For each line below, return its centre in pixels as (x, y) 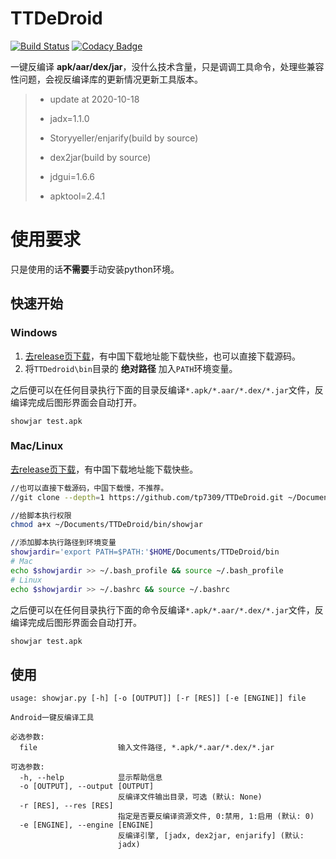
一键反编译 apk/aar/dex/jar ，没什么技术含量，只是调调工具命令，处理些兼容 (167, 66)
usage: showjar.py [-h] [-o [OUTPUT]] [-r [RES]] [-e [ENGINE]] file (158, 698)
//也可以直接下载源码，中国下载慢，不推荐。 (89, 488)
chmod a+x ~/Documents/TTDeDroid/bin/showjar (106, 525)
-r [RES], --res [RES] (66, 806)
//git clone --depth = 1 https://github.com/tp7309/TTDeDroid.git (147, 497)
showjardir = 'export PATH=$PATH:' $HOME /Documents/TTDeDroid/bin (145, 552)
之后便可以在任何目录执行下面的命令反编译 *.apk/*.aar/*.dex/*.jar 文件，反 (167, 609)
